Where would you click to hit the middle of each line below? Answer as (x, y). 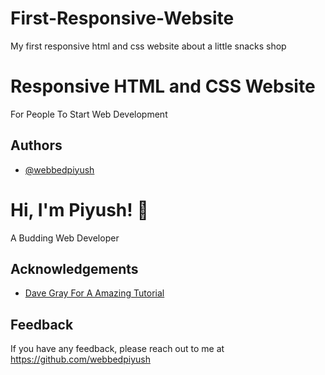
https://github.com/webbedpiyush (80, 359)
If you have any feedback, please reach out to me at (117, 349)
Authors (36, 145)
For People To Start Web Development (89, 114)
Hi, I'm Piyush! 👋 (79, 209)
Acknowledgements (74, 269)
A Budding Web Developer (65, 238)
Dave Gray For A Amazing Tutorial (94, 293)
